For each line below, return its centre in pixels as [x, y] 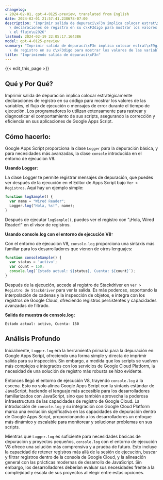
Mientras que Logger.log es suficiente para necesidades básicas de [73, 436]
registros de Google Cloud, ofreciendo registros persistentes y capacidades [81, 300]
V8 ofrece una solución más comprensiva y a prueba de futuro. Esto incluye [81, 446]
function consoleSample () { [33, 257]
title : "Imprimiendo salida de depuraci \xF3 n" [53, 55]
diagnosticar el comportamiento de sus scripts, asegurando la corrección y [80, 116]
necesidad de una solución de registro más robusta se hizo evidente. [74, 371]
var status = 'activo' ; [33, 262]
